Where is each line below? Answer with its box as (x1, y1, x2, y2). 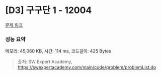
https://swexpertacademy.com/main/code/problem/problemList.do (17, 64, 156, 70)
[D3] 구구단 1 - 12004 (5, 4, 92, 16)
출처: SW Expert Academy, (17, 58, 72, 65)
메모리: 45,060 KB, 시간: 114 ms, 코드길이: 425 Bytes (5, 48, 112, 54)
